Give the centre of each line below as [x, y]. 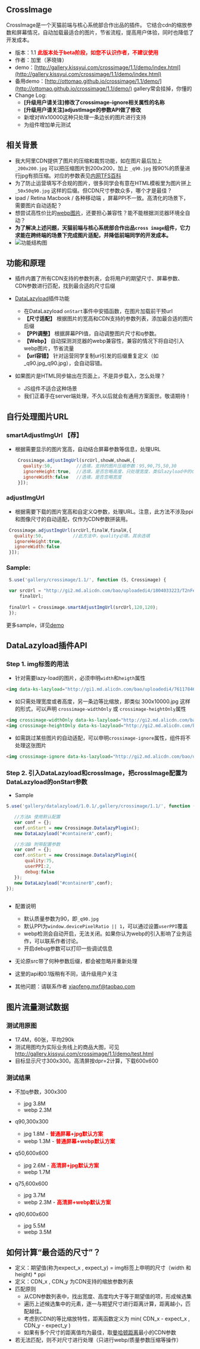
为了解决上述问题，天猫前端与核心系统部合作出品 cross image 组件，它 [100, 227]
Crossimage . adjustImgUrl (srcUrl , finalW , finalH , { [70, 530]
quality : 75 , [40, 861]
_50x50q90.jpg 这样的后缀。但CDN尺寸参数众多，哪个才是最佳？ [93, 191]
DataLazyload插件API [47, 646]
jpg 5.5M [35, 1226]
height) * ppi [30, 1275]
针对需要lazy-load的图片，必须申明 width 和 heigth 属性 [80, 678]
